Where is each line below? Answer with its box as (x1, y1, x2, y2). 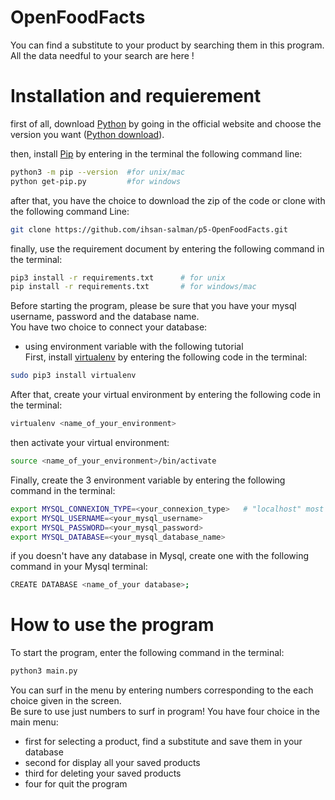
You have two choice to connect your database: (10, 321, 208, 333)
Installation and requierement (10, 85, 262, 108)
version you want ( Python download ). (10, 128, 165, 140)
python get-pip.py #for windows (10, 176, 182, 186)
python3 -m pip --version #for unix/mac (10, 167, 186, 177)
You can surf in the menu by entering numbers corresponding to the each (10, 684, 314, 696)
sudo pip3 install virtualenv (10, 371, 137, 381)
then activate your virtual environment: (10, 437, 170, 448)
